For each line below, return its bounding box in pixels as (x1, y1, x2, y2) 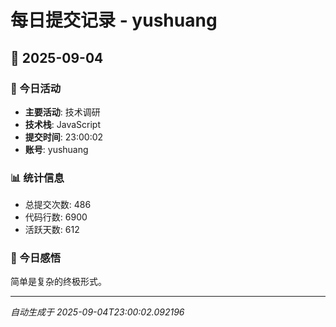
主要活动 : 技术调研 (24, 106, 101, 118)
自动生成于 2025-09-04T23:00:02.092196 (10, 306, 185, 318)
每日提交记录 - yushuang (10, 9, 218, 32)
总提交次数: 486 (24, 199, 92, 211)
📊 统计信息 (10, 171, 65, 185)
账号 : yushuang (24, 143, 89, 155)
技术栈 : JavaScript (24, 118, 102, 130)
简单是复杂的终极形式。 (10, 276, 107, 288)
